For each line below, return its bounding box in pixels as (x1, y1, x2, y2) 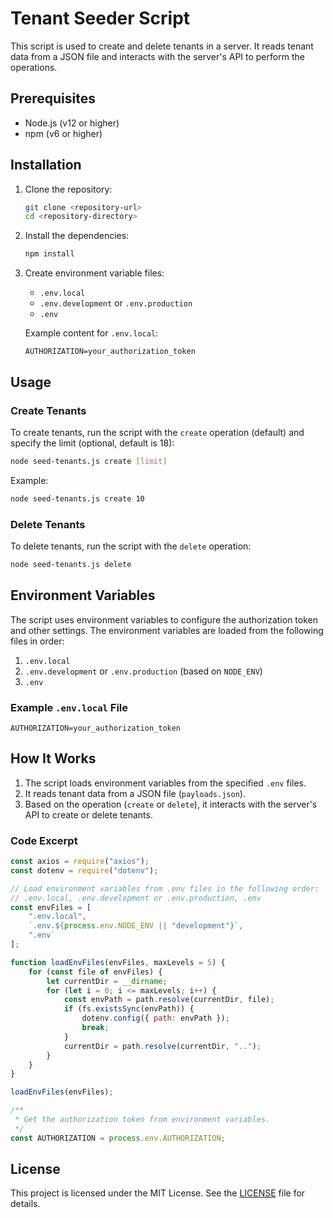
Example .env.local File (10, 700, 129, 714)
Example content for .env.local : (24, 327, 159, 339)
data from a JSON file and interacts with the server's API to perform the (10, 50, 305, 62)
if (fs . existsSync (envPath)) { (63, 1004, 195, 1014)
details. (10, 1198, 41, 1210)
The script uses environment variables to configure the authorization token (10, 613, 318, 626)
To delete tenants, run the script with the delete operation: (10, 540, 252, 552)
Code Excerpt (10, 833, 78, 847)
